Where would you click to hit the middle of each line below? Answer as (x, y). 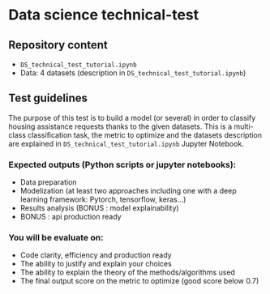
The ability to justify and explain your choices (96, 264)
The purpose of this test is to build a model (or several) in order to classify (132, 117)
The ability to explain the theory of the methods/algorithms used (127, 272)
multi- (244, 126)
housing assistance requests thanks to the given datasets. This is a (120, 126)
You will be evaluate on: (56, 238)
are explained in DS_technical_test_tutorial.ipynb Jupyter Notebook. (126, 143)
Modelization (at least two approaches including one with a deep (128, 191)
